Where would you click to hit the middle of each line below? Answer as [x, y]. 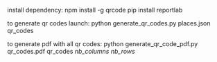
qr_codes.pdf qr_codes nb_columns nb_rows [71, 51]
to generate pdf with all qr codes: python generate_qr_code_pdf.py [103, 44]
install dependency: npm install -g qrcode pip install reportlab [95, 10]
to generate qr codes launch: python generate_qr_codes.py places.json [109, 23]
